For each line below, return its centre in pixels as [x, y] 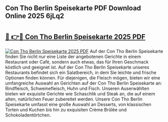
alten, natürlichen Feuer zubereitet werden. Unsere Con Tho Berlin [74, 99]
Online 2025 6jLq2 [35, 16]
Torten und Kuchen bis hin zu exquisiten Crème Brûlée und [66, 110]
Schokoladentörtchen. [28, 115]
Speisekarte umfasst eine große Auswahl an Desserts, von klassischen [78, 104]
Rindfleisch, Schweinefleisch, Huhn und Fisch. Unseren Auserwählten [77, 88]
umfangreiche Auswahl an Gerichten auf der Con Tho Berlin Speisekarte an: [83, 83]
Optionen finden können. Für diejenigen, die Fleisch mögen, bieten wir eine [83, 78]
